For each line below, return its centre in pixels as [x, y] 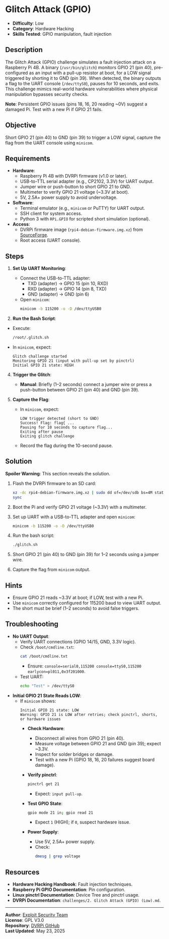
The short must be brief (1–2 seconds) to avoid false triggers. [76, 609]
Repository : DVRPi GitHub [32, 926]
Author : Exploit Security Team [36, 915]
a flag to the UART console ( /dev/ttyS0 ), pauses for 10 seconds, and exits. [82, 83]
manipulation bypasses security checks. [47, 94]
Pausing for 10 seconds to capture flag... [66, 427]
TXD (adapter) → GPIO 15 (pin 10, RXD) [68, 284]
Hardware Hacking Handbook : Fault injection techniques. [72, 885]
